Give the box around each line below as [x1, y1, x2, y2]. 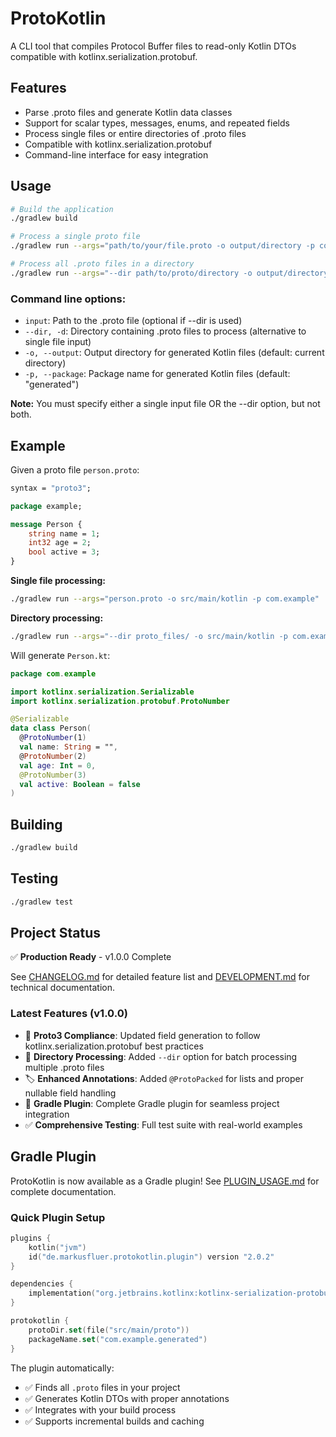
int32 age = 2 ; [28, 538, 92, 548]
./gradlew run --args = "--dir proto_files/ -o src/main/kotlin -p [10, 631, 288, 641]
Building [10, 816, 63, 833]
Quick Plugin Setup [10, 1210, 106, 1224]
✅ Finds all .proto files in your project [24, 1381, 181, 1393]
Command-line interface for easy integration [24, 148, 209, 161]
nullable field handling [24, 1087, 117, 1099]
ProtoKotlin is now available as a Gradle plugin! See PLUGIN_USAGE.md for [10, 1175, 320, 1187]
